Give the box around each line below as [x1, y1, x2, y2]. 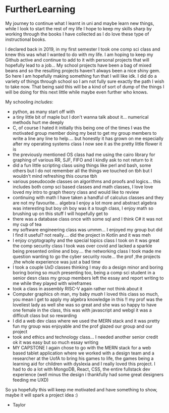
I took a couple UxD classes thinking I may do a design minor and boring [12, 264, 163, 270]
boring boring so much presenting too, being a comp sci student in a [12, 269, 155, 276]
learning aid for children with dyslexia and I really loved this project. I [12, 360, 155, 367]
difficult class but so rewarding [12, 312, 77, 319]
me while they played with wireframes [12, 280, 92, 286]
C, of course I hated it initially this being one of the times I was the [12, 125, 150, 131]
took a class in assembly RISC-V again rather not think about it [12, 285, 143, 291]
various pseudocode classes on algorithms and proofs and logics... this [12, 178, 161, 184]
